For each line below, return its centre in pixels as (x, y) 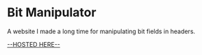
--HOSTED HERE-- (34, 44)
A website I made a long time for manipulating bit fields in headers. (101, 31)
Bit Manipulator (52, 13)
